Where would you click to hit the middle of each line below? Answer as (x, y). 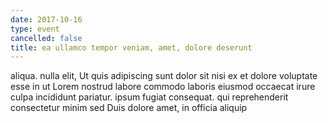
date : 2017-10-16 (46, 19)
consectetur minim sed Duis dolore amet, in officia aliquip (129, 108)
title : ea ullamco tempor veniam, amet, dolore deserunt (131, 47)
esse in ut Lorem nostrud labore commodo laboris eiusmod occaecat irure (163, 87)
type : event (35, 29)
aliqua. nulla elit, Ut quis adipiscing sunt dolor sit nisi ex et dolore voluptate (164, 76)
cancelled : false (46, 38)
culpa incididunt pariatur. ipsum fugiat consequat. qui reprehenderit (149, 97)
